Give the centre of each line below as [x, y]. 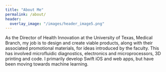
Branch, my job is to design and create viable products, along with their [79, 43]
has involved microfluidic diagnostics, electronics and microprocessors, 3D [83, 54]
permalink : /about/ [26, 14]
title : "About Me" [24, 10]
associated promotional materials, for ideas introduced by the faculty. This [82, 48]
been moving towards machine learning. [47, 64]
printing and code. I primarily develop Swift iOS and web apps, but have [79, 59]
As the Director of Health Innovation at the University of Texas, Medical [79, 38]
